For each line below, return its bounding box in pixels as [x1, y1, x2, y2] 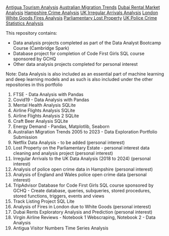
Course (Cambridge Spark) [13, 45, 69, 51]
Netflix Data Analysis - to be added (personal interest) [13, 139, 125, 145]
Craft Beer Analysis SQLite [13, 118, 68, 124]
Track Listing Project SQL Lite [13, 198, 75, 204]
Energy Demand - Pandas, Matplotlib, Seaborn [13, 123, 110, 129]
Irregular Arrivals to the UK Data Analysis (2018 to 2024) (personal [13, 155, 151, 162]
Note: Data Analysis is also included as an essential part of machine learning [6, 71, 164, 77]
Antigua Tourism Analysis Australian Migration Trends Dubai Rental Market [6, 5, 160, 10]
